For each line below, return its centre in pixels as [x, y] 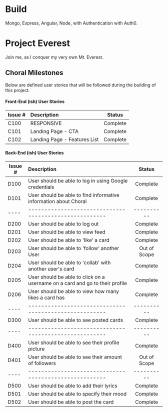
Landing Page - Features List [64, 139]
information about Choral [57, 201]
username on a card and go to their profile [78, 283]
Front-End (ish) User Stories [35, 101]
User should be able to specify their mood [77, 394]
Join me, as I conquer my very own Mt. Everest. [54, 57]
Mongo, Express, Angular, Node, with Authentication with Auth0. [71, 23]
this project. [17, 90]
